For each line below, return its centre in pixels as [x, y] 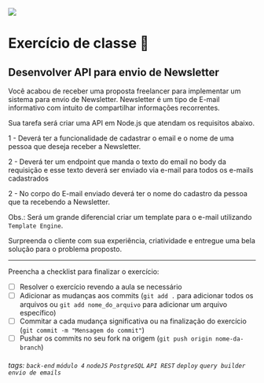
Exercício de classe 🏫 [79, 44]
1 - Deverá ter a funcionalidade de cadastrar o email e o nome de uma [121, 138]
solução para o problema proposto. [65, 249]
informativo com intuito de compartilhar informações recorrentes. [114, 108]
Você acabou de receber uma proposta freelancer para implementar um [125, 91]
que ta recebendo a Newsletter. [59, 202]
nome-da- [230, 339]
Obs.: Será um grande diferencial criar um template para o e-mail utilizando [130, 217]
